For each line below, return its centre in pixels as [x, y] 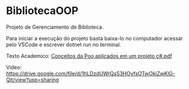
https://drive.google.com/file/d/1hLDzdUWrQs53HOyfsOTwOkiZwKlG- [91, 73]
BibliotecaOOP [42, 11]
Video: [14, 67]
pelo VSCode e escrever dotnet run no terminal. [64, 44]
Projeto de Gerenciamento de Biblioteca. [55, 27]
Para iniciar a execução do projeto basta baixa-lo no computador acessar [94, 38]
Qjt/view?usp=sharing [33, 80]
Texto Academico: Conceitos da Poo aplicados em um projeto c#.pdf [89, 56]
